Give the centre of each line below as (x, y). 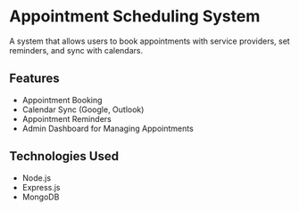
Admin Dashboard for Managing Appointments (108, 128)
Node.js (37, 178)
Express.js (41, 187)
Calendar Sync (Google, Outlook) (83, 110)
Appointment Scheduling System (135, 16)
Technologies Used (64, 156)
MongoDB (41, 197)
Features (34, 79)
